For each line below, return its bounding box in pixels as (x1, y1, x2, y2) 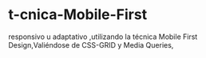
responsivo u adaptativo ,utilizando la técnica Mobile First (8, 32, 198, 41)
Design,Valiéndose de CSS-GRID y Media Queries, (8, 40, 174, 49)
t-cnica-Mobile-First (8, 6, 148, 24)
